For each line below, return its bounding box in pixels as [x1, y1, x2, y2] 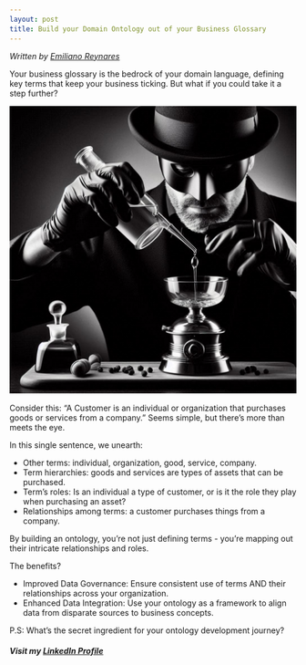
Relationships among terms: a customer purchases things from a [22, 505, 266, 516]
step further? [9, 88, 58, 99]
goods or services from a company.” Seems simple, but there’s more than [9, 411, 285, 423]
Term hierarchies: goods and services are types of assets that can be [22, 466, 284, 478]
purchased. [22, 476, 66, 487]
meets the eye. [9, 421, 66, 432]
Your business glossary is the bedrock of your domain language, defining [9, 68, 284, 79]
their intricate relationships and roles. [9, 543, 149, 554]
